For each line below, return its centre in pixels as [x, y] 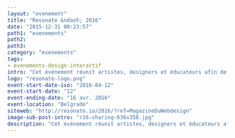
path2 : [17, 40]
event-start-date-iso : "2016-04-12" [60, 85]
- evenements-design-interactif [54, 66]
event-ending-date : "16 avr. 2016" [59, 98]
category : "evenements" [42, 53]
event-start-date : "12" [42, 91]
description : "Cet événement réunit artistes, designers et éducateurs [114, 124]
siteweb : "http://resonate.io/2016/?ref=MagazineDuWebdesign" [100, 111]
